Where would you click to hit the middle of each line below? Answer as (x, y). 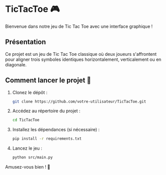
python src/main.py (33, 158)
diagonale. (16, 64)
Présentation (26, 42)
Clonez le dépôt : (30, 92)
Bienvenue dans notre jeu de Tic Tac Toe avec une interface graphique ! (79, 26)
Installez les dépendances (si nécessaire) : (56, 130)
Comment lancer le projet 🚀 (48, 81)
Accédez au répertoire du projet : (46, 111)
